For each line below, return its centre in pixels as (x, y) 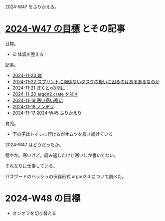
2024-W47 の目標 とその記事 (65, 29)
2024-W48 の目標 (43, 199)
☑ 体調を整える (28, 54)
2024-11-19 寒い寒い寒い (38, 100)
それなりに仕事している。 (31, 166)
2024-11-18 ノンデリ (33, 106)
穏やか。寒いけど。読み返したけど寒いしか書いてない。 (62, 155)
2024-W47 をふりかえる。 (32, 7)
